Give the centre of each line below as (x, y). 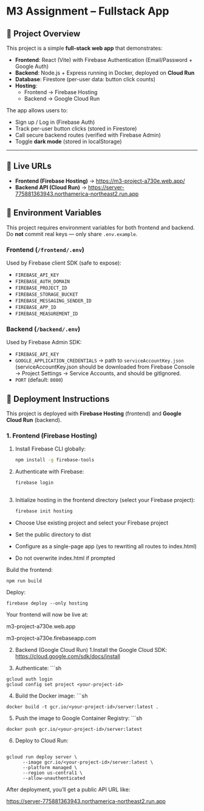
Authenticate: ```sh (38, 668)
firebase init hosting (44, 511)
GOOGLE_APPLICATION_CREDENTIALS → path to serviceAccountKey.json (99, 361)
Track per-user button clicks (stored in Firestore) (76, 128)
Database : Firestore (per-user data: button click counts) (85, 79)
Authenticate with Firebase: (49, 472)
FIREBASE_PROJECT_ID (41, 288)
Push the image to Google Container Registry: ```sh (79, 718)
